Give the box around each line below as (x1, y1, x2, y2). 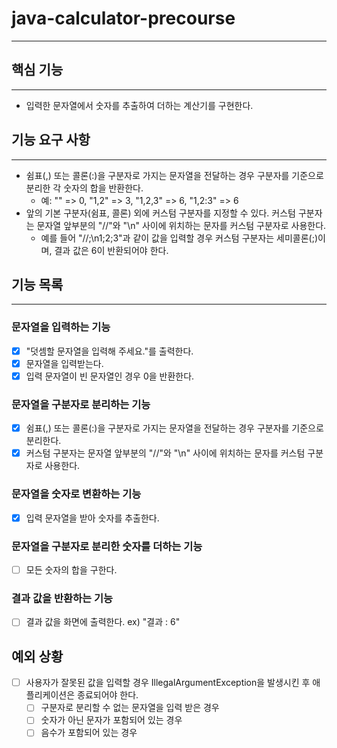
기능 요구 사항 (11, 132, 91, 149)
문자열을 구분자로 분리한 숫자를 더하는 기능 (11, 539, 203, 553)
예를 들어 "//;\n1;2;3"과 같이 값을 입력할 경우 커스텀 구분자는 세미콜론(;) (40, 232, 319, 244)
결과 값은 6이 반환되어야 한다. (54, 244, 169, 256)
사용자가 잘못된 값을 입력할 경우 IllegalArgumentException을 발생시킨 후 (25, 677, 311, 689)
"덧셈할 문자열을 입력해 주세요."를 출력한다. (25, 345, 194, 357)
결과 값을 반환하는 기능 (11, 591, 114, 605)
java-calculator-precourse (11, 7, 236, 30)
